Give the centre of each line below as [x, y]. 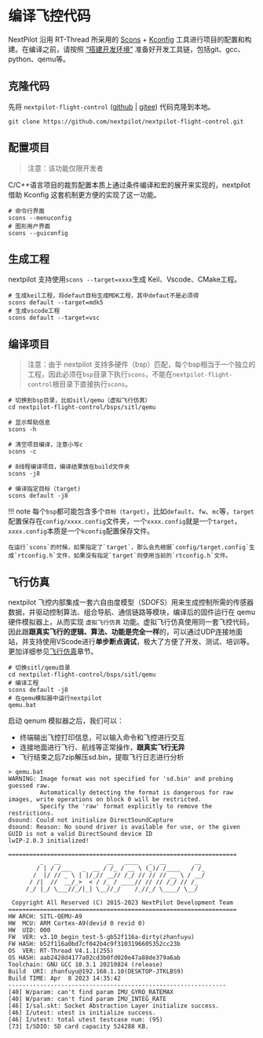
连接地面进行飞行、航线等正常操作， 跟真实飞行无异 [102, 747]
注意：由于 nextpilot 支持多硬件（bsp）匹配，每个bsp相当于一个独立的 [141, 364]
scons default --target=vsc [54, 318]
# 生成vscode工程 [34, 311]
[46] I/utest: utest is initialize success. [82, 1013]
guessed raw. [29, 786]
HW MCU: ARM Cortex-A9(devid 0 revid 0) [77, 923]
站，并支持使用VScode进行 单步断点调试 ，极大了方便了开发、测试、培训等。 [131, 641]
